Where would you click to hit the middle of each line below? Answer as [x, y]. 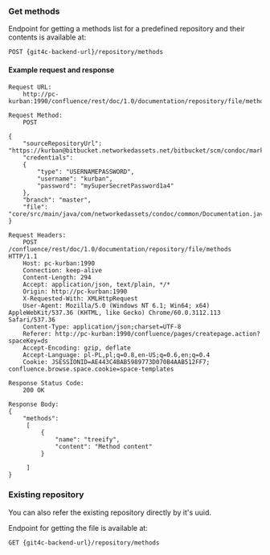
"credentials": [48, 157]
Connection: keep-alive [63, 270]
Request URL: [30, 87]
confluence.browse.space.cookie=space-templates [91, 369]
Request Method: [35, 115]
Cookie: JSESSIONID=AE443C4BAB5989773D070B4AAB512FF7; [117, 362]
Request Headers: [37, 235]
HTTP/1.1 [23, 256]
